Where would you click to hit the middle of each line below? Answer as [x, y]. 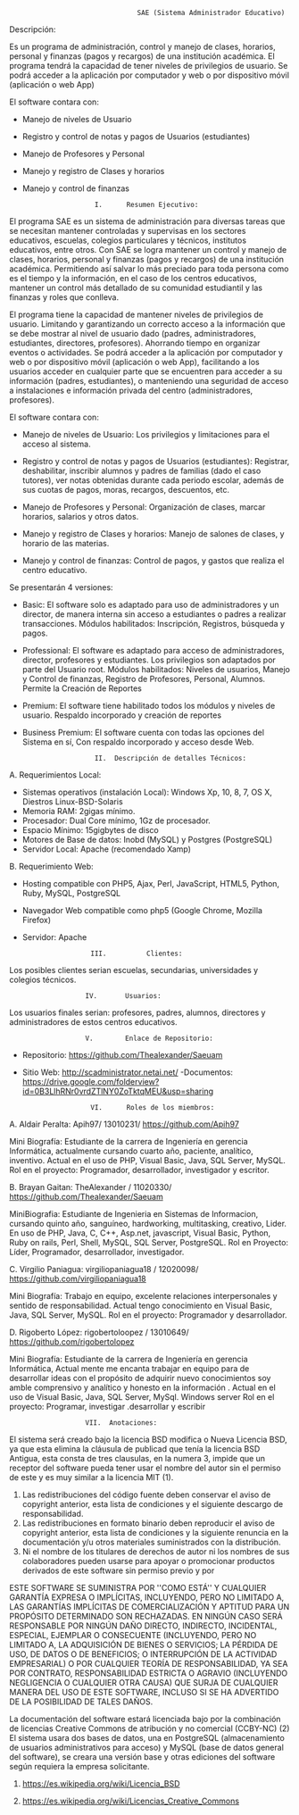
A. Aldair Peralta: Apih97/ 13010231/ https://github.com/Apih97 [124, 1124]
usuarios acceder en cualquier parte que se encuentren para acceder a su [146, 371]
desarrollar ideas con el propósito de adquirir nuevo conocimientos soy [140, 1378]
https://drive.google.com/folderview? [91, 1082]
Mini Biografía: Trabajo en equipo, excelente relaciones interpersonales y [144, 1296]
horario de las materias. [66, 543]
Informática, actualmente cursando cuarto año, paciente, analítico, [131, 1151]
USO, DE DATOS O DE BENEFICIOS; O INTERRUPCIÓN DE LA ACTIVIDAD [143, 1654]
